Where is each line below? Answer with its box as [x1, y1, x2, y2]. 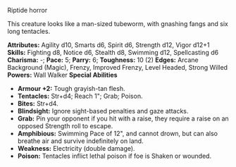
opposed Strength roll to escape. [17, 122, 113, 130]
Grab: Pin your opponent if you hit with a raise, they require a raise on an [17, 114, 229, 123]
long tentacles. [7, 27, 51, 35]
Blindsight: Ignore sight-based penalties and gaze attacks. [17, 107, 189, 115]
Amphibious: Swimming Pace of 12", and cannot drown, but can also [17, 130, 218, 137]
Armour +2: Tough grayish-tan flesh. [17, 85, 125, 92]
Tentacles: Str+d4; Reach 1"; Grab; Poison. [17, 92, 143, 100]
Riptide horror [7, 6, 48, 14]
